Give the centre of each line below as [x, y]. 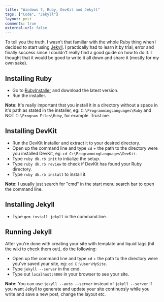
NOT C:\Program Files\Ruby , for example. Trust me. [58, 115]
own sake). [16, 63]
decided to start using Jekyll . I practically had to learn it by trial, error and [80, 47]
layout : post [18, 19]
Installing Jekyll [30, 205]
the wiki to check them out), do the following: [51, 249]
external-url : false [26, 28]
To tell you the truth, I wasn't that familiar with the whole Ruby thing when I [81, 42]
